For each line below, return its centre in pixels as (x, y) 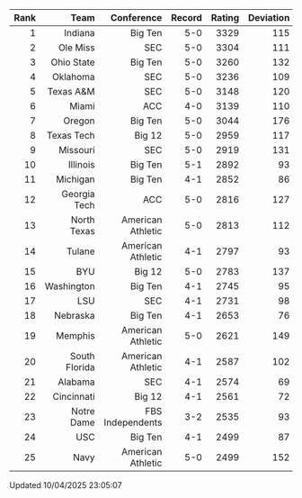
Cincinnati (74, 397)
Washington (70, 286)
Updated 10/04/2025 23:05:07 (66, 485)
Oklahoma (74, 77)
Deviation (269, 18)
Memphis (75, 335)
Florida (81, 367)
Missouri (77, 150)
